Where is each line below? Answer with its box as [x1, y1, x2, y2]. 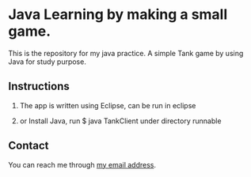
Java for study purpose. [8, 57, 87, 66]
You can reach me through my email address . [8, 160, 157, 169]
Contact [8, 139, 49, 153]
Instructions [8, 80, 70, 93]
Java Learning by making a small [8, 6, 228, 24]
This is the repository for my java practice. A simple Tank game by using [8, 48, 244, 58]
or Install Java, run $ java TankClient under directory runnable [19, 116, 222, 126]
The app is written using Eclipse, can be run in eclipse [19, 100, 196, 110]
